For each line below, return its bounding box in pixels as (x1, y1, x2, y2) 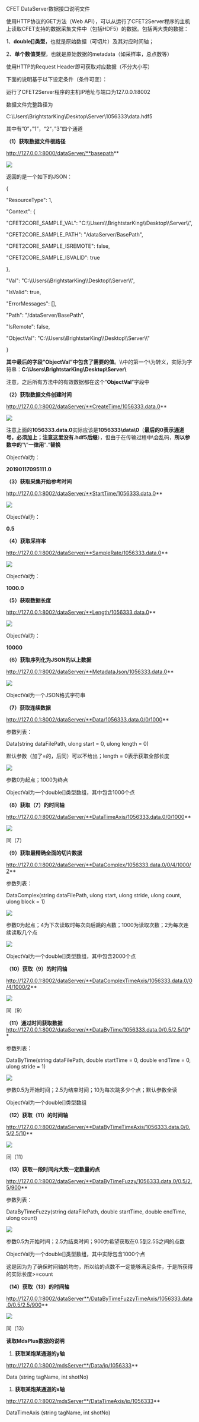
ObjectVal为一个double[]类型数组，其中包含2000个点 (6, 953, 136, 960)
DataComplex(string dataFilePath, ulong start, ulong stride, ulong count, (6, 892, 182, 898)
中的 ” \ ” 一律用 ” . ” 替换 (11, 442, 61, 448)
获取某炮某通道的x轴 (14, 1386, 65, 1392)
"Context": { (6, 208, 36, 215)
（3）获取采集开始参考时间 (6, 478, 72, 485)
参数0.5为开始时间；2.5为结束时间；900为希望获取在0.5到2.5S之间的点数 (6, 1238, 185, 1245)
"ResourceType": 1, (6, 197, 53, 203)
